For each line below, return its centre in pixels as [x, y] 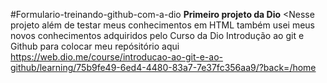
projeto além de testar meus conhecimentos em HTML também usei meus [162, 25]
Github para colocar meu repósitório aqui [95, 46]
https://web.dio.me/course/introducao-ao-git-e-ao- [116, 57]
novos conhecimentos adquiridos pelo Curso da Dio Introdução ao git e [157, 35]
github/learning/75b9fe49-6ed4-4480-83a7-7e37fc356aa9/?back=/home [163, 67]
